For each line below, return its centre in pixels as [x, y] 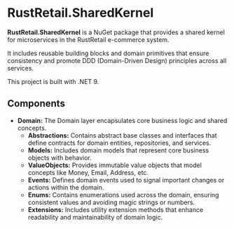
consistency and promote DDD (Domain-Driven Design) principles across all [117, 60]
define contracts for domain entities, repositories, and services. [119, 143]
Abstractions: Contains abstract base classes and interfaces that [122, 135]
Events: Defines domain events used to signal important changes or [126, 180]
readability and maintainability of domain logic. [95, 217]
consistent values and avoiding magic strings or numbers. [111, 202]
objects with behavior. [60, 157]
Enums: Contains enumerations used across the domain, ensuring [123, 194]
